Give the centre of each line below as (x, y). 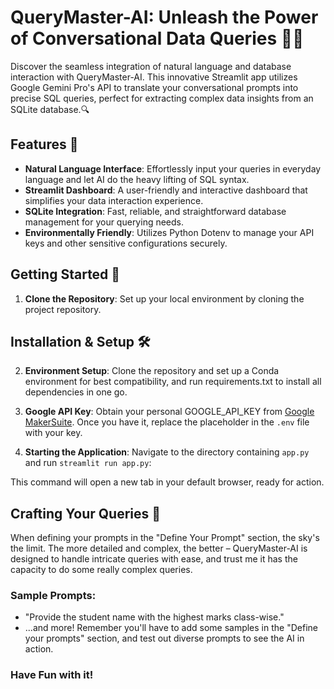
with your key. (53, 433)
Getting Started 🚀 (65, 274)
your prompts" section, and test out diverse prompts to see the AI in (164, 638)
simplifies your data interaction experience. (114, 200)
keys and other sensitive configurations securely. (126, 243)
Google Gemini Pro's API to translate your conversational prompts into (154, 87)
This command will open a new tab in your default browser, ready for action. (167, 482)
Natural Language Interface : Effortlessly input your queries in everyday (173, 168)
